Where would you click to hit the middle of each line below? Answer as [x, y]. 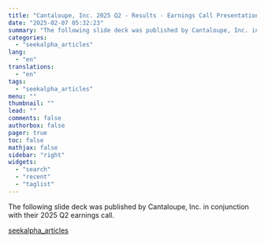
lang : [17, 52]
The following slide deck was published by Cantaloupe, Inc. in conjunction [129, 207]
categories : [28, 37]
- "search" [33, 170]
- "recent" [33, 177]
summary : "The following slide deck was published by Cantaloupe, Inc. [128, 30]
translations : [32, 67]
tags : [17, 81]
